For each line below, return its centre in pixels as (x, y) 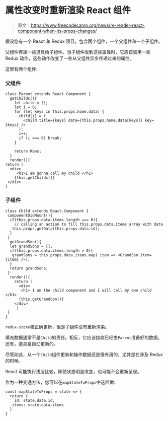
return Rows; (28, 152)
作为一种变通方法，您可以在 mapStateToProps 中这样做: (60, 382)
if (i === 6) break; (40, 138)
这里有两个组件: (21, 69)
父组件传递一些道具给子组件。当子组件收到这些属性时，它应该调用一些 (78, 52)
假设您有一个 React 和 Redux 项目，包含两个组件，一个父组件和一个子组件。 (84, 41)
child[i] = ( (32, 116)
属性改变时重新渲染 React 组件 (68, 10)
